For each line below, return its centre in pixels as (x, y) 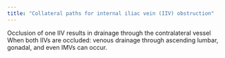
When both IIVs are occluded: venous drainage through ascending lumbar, (113, 40)
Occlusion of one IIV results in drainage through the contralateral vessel (109, 33)
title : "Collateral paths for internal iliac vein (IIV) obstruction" (111, 13)
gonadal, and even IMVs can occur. (57, 47)
